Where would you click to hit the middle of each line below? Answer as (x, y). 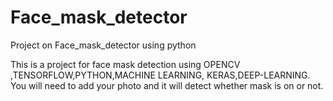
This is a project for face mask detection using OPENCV (125, 64)
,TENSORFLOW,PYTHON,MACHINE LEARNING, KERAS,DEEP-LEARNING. (160, 75)
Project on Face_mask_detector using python (103, 45)
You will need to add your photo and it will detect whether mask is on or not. (167, 85)
